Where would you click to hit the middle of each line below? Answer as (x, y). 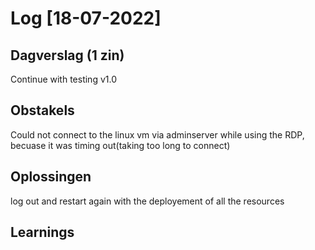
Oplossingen (51, 177)
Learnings (42, 232)
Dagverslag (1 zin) (67, 55)
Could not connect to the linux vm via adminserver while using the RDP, (157, 134)
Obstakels (42, 110)
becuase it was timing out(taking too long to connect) (120, 145)
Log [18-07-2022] (86, 18)
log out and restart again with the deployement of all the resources (147, 201)
